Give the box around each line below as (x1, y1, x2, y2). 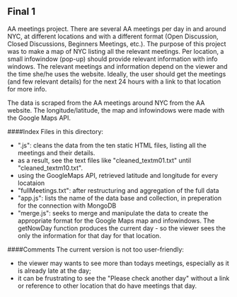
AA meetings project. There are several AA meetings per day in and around (7, 24, 226, 33)
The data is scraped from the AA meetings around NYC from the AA (7, 99, 205, 107)
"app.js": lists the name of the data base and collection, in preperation (17, 194, 221, 202)
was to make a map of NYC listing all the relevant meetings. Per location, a (7, 47, 224, 55)
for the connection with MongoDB (17, 201, 117, 210)
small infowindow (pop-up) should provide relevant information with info (7, 55, 218, 63)
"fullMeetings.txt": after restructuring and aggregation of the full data (17, 186, 219, 194)
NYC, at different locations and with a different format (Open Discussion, (7, 32, 219, 40)
